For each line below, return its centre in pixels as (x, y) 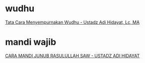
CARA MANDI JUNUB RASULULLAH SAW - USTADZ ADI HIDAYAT (72, 56)
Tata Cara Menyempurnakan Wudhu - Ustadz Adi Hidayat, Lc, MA (72, 22)
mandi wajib (31, 42)
